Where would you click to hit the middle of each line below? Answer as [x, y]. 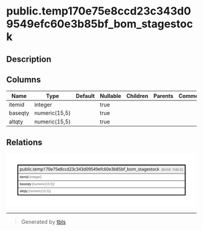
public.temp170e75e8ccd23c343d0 [99, 11]
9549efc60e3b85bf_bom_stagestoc [100, 24]
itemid [17, 105]
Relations [24, 142]
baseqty [19, 113]
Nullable [110, 96]
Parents [163, 96]
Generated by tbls [43, 221]
